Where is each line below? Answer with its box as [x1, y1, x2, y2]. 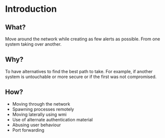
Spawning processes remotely [12, 106, 74, 112]
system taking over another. [5, 41, 62, 47]
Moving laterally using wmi [12, 111, 67, 117]
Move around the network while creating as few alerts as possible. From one [5, 36, 160, 42]
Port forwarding [12, 127, 44, 133]
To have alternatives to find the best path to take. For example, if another [5, 68, 153, 74]
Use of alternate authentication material [12, 116, 93, 122]
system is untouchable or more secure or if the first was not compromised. [5, 74, 157, 80]
